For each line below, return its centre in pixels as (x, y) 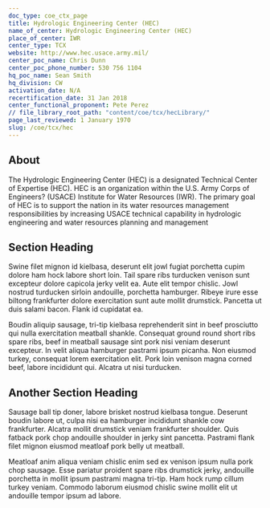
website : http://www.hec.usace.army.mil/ (79, 53)
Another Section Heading (73, 393)
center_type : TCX (37, 46)
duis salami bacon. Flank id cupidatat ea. (76, 309)
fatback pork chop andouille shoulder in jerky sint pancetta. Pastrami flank (131, 437)
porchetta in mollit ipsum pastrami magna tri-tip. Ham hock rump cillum (126, 479)
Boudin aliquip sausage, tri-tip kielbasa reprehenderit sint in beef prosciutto (133, 325)
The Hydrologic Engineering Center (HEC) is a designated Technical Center (133, 179)
